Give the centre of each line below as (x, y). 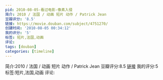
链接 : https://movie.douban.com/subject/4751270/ (56, 24)
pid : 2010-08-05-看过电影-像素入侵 (39, 10)
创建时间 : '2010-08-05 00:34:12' (38, 28)
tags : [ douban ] (21, 47)
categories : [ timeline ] (30, 51)
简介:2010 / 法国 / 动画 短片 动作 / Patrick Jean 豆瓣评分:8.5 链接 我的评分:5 (82, 66)
